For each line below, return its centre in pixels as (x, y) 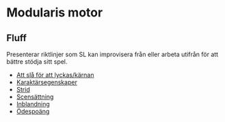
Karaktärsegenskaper (47, 82)
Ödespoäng (33, 111)
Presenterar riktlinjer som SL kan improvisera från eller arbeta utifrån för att (112, 54)
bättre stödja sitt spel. (37, 62)
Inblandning (33, 104)
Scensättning (35, 97)
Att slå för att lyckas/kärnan (55, 75)
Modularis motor (55, 13)
